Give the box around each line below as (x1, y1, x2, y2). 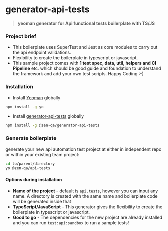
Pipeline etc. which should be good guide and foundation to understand (12, 65, 161, 71)
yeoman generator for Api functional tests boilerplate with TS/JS (17, 20, 155, 26)
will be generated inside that (12, 198, 71, 204)
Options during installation (5, 176, 62, 182)
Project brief (5, 33, 37, 40)
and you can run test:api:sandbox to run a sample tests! (12, 219, 129, 226)
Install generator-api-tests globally (12, 113, 84, 119)
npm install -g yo (5, 104, 44, 109)
